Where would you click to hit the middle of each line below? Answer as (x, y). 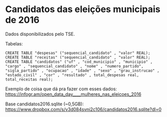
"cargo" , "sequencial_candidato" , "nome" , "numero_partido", (74, 66)
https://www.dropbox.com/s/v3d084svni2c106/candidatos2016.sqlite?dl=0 (83, 109)
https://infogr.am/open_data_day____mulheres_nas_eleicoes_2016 (73, 94)
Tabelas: (14, 43)
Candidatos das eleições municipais (83, 9)
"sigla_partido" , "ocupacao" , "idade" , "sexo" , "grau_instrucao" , (82, 71)
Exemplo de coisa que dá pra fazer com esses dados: (61, 89)
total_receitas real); (29, 79)
